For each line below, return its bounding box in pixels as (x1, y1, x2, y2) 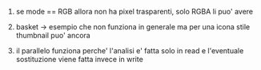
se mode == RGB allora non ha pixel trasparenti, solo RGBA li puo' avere (15, 7, 254, 16)
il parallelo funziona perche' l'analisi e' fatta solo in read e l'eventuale (15, 46, 244, 55)
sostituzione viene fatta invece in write (15, 55, 144, 64)
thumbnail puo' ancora (15, 31, 90, 40)
